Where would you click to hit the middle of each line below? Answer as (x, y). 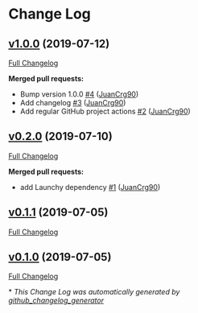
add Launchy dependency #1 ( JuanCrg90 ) (90, 187)
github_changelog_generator (56, 301)
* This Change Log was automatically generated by (94, 292)
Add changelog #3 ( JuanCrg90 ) (73, 103)
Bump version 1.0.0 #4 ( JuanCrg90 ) (79, 94)
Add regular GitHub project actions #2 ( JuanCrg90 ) (105, 111)
